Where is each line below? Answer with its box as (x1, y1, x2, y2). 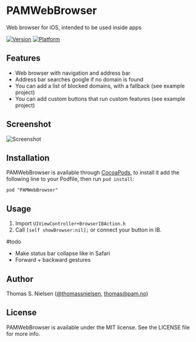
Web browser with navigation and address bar (15, 69, 130, 77)
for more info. (6, 330, 41, 337)
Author (6, 274, 33, 284)
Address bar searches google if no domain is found (15, 75, 144, 83)
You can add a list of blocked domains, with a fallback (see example (15, 82, 185, 89)
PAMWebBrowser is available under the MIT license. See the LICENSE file (6, 323, 190, 331)
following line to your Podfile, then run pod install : (6, 176, 135, 183)
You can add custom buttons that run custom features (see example (15, 95, 186, 102)
